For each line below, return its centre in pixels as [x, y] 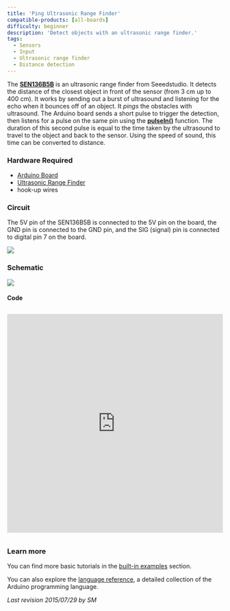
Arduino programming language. [53, 587]
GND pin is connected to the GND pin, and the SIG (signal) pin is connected [114, 230]
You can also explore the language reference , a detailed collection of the [110, 579]
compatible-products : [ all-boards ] [58, 20]
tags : [15, 39]
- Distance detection [44, 65]
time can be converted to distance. [56, 142]
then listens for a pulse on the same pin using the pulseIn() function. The [110, 120]
